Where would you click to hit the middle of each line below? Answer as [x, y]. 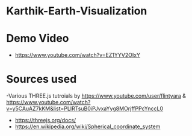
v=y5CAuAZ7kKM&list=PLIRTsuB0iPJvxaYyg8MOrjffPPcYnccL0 [85, 108]
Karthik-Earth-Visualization [77, 11]
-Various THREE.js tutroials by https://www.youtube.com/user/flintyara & [96, 96]
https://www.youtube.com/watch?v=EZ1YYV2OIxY [77, 55]
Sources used [42, 79]
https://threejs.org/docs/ [45, 120]
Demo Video [38, 39]
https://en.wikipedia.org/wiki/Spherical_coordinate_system [88, 126]
